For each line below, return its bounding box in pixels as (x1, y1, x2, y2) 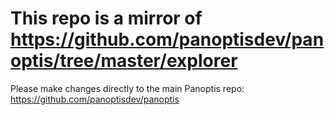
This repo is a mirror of (10, 7, 203, 30)
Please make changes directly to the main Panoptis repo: (10, 82, 245, 94)
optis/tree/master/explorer (10, 50, 238, 72)
